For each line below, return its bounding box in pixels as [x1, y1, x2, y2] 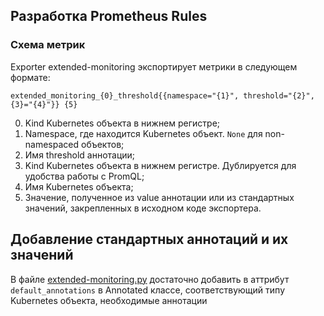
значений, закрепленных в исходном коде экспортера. [24, 202, 262, 214]
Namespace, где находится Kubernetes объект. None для [24, 127, 263, 139]
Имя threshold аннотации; [24, 149, 136, 161]
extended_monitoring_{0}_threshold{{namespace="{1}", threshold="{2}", [10, 90, 315, 101]
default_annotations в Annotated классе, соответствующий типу [10, 284, 285, 296]
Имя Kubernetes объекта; [24, 180, 134, 193]
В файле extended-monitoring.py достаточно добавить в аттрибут [10, 273, 290, 285]
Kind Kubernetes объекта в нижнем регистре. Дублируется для [24, 159, 297, 171]
